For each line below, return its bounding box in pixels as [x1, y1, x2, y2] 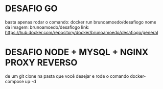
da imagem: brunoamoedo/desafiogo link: [5, 24, 90, 30]
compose [5, 78, 24, 84]
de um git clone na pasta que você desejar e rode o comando [5, 73, 129, 79]
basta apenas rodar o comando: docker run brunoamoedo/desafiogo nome [5, 19, 157, 25]
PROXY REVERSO [5, 57, 78, 68]
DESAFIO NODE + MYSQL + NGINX [5, 47, 148, 58]
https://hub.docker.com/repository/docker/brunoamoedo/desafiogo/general [5, 29, 158, 35]
